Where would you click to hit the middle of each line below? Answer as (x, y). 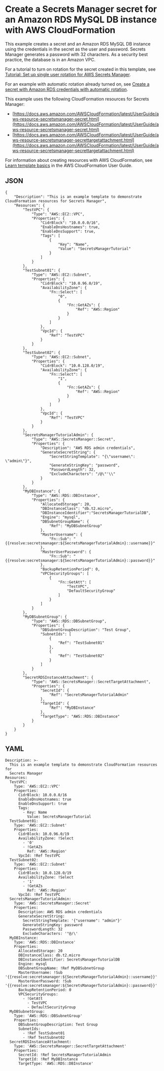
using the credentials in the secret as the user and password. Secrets (75, 49)
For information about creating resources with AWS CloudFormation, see (79, 160)
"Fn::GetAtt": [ (75, 582)
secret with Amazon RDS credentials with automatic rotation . (66, 89)
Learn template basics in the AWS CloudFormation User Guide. (69, 165)
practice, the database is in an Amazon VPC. (50, 59)
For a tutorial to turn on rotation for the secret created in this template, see (81, 69)
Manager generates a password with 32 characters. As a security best (77, 54)
